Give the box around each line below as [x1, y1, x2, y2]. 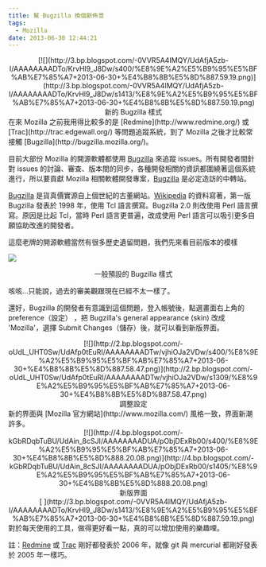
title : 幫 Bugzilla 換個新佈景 [8, 11, 105, 20]
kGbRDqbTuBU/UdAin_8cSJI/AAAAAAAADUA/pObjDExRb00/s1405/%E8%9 [9, 462, 258, 472]
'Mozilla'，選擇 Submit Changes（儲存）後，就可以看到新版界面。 [8, 323, 224, 332]
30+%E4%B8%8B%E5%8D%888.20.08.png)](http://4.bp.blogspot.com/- [12, 453, 255, 463]
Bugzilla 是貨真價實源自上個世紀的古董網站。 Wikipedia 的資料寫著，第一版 [8, 191, 252, 200]
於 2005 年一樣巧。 [8, 550, 71, 560]
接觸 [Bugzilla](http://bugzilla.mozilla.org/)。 [8, 137, 153, 147]
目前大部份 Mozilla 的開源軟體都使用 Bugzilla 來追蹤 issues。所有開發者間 [8, 154, 249, 164]
